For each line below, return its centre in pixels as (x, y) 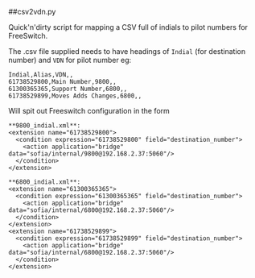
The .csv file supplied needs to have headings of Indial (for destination (127, 51)
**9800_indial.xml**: (45, 126)
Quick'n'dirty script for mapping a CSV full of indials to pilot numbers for (128, 27)
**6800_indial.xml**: (45, 182)
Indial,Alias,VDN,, (41, 75)
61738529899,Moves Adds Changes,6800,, (75, 96)
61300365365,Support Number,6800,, (68, 89)
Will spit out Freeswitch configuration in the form (89, 111)
